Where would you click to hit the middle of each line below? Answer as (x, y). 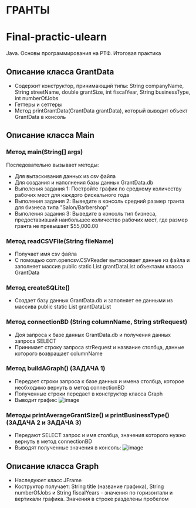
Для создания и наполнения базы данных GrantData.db (84, 182)
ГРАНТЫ (28, 10)
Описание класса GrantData (60, 72)
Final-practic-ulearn (57, 37)
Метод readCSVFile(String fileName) (60, 241)
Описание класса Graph (53, 466)
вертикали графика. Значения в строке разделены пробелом (92, 499)
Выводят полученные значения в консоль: (68, 448)
